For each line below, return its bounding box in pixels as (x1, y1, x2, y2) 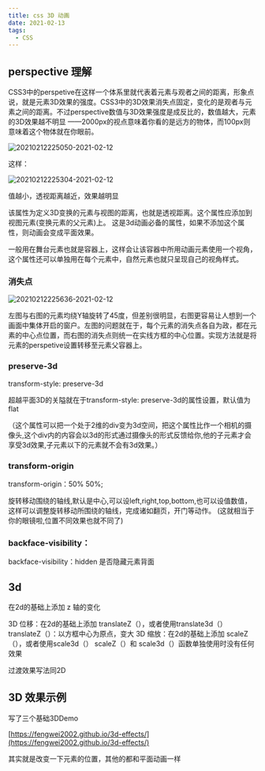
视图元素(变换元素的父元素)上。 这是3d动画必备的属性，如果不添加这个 (8, 218, 238, 228)
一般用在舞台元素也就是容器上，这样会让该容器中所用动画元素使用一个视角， (8, 244, 257, 254)
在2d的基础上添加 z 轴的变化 (8, 603, 101, 612)
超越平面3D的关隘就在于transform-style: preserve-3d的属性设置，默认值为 (8, 395, 251, 404)
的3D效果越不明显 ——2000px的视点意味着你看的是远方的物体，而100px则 (8, 117, 251, 127)
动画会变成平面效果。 (28, 228, 99, 237)
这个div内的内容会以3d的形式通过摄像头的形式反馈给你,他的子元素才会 (24, 430, 252, 440)
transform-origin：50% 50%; (8, 479, 104, 489)
